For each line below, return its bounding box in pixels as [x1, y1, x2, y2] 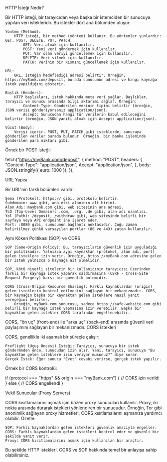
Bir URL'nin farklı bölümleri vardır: [5, 187, 74, 192]
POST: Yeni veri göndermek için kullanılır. [23, 47, 117, 52]
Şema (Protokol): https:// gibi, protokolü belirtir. [5, 196, 120, 201]
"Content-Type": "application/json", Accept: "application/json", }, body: [5, 162, 151, 168]
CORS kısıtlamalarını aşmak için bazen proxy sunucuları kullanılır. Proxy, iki [5, 400, 158, 405]
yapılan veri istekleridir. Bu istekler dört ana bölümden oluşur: [5, 20, 131, 25]
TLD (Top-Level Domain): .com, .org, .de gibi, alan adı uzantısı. [5, 209, 149, 214]
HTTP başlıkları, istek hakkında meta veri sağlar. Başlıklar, [14, 95, 149, 100]
